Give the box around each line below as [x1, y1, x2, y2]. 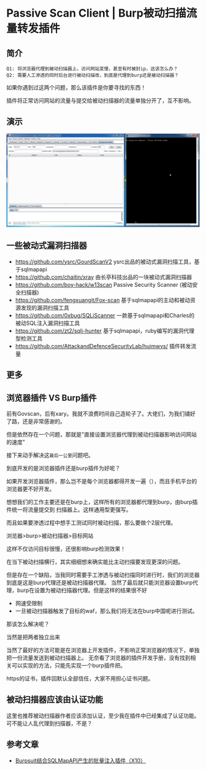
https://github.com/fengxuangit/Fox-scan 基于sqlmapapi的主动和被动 [15, 296, 191, 303]
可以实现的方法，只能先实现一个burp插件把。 [11, 661, 126, 669]
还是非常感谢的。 [22, 418, 66, 425]
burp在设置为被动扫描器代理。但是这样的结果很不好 [17, 586, 147, 594]
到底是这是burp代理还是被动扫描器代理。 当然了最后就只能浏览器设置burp [6, 578, 193, 586]
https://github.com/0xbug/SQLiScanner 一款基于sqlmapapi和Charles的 [15, 311, 195, 319]
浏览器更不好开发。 [6, 485, 55, 492]
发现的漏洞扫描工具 [20, 304, 69, 311]
